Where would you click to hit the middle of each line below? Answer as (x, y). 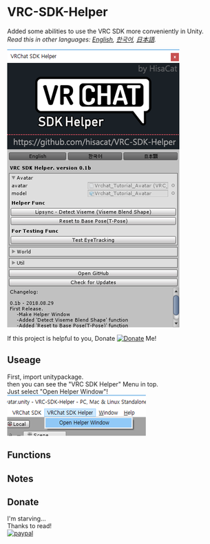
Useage (24, 360)
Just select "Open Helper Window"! (58, 391)
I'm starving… (27, 518)
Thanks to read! (30, 526)
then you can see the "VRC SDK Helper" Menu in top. (83, 384)
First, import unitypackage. (45, 377)
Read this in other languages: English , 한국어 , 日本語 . (82, 39)
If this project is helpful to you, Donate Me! (82, 338)
